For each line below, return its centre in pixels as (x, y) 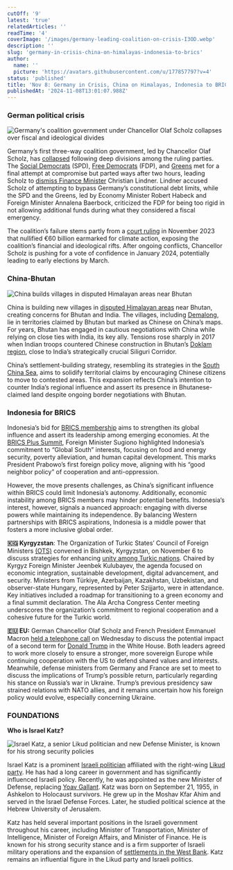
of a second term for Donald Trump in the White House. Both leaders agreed (116, 646)
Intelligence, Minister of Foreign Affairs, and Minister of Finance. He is (107, 837)
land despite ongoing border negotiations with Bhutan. (109, 394)
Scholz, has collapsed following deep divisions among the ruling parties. (111, 159)
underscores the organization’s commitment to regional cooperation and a (113, 610)
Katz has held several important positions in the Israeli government (103, 823)
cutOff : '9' (24, 14)
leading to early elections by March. (58, 260)
